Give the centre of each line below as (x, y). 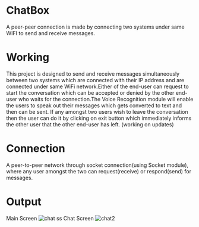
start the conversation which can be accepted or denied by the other (90, 92)
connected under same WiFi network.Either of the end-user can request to (97, 86)
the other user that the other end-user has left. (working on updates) (90, 124)
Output (24, 202)
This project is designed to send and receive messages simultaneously (93, 74)
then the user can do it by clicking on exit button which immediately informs (99, 118)
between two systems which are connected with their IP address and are (95, 80)
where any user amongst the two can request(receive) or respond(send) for (99, 171)
